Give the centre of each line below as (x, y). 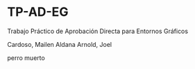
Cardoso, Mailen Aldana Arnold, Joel (60, 44)
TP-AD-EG (38, 12)
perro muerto (26, 58)
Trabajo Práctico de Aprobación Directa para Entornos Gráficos (98, 31)
